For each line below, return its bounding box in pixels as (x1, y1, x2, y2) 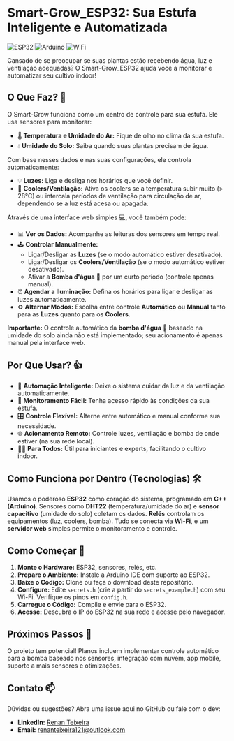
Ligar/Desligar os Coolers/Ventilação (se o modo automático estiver (27, 257, 226, 266)
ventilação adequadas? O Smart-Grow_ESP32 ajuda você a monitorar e (7, 64, 212, 72)
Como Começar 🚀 (7, 545, 85, 557)
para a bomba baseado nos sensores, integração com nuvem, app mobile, (7, 654, 221, 662)
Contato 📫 (7, 682, 56, 694)
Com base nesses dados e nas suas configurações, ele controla (7, 155, 192, 163)
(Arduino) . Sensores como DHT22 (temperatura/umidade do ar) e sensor (7, 502, 220, 511)
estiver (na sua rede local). (17, 436, 95, 445)
